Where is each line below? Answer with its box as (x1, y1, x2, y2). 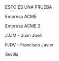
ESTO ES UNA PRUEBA (5, 4, 53, 10)
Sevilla (5, 51, 19, 57)
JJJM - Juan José (5, 33, 42, 38)
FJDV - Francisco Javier (5, 42, 54, 48)
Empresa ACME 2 (5, 23, 41, 29)
